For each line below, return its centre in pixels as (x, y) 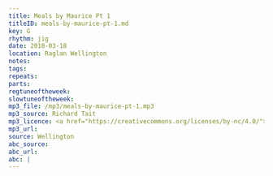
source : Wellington (41, 136)
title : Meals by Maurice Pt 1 (60, 16)
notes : (19, 62)
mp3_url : (23, 129)
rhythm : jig (28, 39)
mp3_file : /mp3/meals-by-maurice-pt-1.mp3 (81, 106)
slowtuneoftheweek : (41, 99)
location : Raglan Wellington (58, 54)
